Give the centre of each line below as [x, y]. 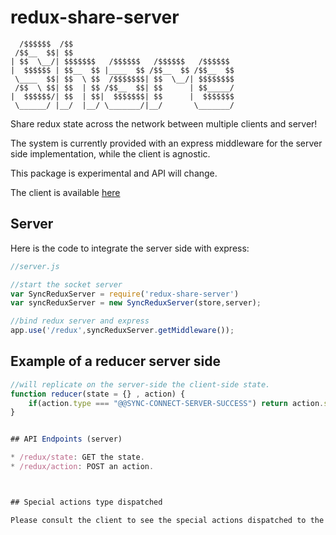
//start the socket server [66, 284]
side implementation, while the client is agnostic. [110, 153]
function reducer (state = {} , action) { [98, 394]
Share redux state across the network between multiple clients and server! [164, 123]
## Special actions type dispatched [86, 502]
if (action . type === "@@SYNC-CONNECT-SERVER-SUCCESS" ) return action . [176, 403]
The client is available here [65, 192]
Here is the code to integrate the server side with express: [130, 248]
